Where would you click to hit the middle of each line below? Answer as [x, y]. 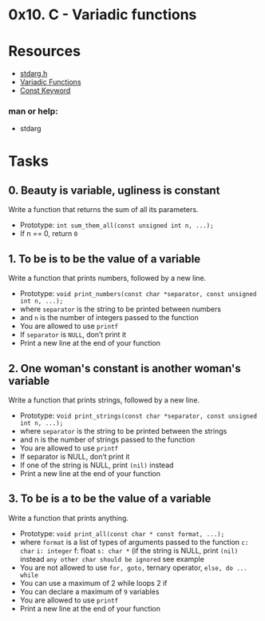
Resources [45, 52]
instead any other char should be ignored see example [112, 559]
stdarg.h [34, 74]
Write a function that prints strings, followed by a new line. [104, 400]
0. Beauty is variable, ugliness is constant [114, 190]
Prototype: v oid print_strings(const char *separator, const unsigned [138, 416]
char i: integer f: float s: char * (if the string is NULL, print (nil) [129, 551]
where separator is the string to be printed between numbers [121, 309]
